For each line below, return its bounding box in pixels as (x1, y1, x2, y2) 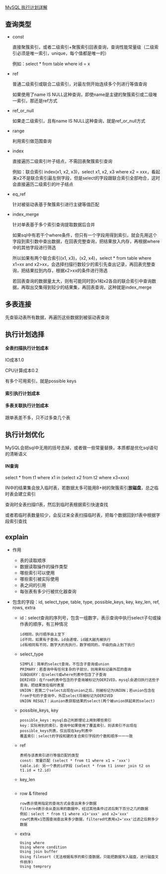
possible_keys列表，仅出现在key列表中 (19, 728, 93, 733)
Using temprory (19, 864, 51, 869)
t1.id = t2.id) (19, 768, 51, 773)
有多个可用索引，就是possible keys (5, 378, 77, 384)
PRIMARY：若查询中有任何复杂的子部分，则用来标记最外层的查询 (19, 667, 131, 672)
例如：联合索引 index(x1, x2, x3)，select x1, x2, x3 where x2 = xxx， (12, 168, 152, 175)
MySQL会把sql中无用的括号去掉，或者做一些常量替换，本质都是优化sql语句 (5, 444, 158, 450)
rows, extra (12, 604, 36, 610)
